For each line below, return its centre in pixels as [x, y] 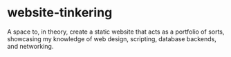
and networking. [30, 46]
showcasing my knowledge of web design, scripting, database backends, [112, 38]
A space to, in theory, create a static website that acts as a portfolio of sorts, [116, 32]
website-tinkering [60, 13]
